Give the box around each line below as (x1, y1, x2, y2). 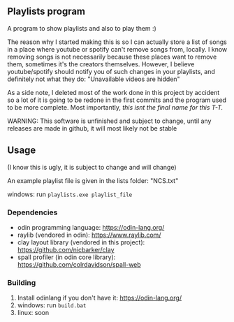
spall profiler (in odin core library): (17, 253, 116, 261)
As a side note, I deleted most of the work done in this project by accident (7, 88, 220, 96)
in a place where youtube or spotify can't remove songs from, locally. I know (7, 45, 228, 53)
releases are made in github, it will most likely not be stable (7, 124, 177, 132)
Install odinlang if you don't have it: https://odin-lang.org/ (17, 293, 182, 302)
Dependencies (7, 207, 58, 217)
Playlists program (7, 6, 86, 17)
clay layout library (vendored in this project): (17, 237, 145, 247)
